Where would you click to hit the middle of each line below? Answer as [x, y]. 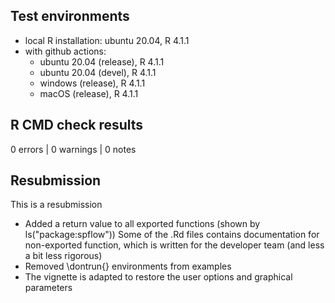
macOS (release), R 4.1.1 [89, 93]
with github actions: [65, 51]
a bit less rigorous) [63, 256]
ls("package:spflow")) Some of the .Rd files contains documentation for [172, 235]
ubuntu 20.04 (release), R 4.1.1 [102, 61]
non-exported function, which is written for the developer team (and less [174, 245]
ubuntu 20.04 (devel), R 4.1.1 [98, 72]
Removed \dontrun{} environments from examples [128, 266]
